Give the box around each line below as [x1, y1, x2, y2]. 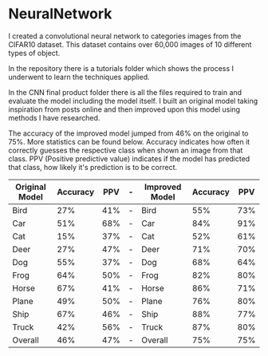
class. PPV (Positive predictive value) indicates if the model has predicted [8, 153, 250, 164]
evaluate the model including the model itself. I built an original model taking [8, 96, 258, 105]
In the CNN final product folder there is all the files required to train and [8, 87, 242, 97]
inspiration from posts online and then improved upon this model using [8, 105, 241, 114]
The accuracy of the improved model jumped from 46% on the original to [8, 129, 249, 138]
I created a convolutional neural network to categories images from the [8, 31, 242, 41]
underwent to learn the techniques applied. [8, 72, 150, 81]
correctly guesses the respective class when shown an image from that [8, 145, 243, 155]
